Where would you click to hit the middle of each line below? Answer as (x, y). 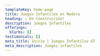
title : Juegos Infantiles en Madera (42, 14)
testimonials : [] (23, 37)
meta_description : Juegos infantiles (44, 46)
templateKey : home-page (29, 9)
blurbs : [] (21, 32)
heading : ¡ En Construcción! (35, 19)
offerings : (16, 28)
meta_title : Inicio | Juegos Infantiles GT (50, 41)
